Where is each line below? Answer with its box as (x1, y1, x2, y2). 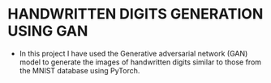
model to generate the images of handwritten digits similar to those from (19, 57, 261, 67)
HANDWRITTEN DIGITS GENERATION (7, 5, 264, 23)
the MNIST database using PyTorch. (19, 65, 140, 75)
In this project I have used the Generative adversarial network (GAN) (19, 48, 248, 58)
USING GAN (7, 22, 88, 40)
